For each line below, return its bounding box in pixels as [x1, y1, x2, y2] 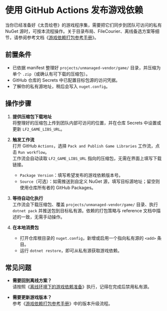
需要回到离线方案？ [12, 278, 52, 284]
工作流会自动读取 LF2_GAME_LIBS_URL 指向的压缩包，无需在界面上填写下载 [12, 155, 162, 161]
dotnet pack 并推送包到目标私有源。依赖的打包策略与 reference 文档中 [12, 207, 157, 213]
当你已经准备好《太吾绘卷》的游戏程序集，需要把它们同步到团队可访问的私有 [5, 22, 162, 28]
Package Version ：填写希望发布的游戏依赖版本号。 [19, 172, 123, 178]
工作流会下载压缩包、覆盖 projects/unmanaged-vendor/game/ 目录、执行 [12, 201, 158, 207]
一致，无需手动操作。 [21, 214, 65, 220]
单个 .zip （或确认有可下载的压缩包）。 [12, 71, 90, 77]
